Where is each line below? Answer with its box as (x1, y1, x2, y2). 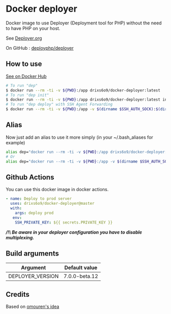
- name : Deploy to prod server (6, 196, 72, 201)
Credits (6, 290, 30, 299)
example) (6, 139, 25, 145)
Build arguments (6, 249, 59, 258)
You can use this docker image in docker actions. (6, 186, 109, 193)
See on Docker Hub (6, 73, 47, 79)
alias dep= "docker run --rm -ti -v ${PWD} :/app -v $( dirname (6, 159, 138, 164)
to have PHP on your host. (6, 25, 60, 31)
